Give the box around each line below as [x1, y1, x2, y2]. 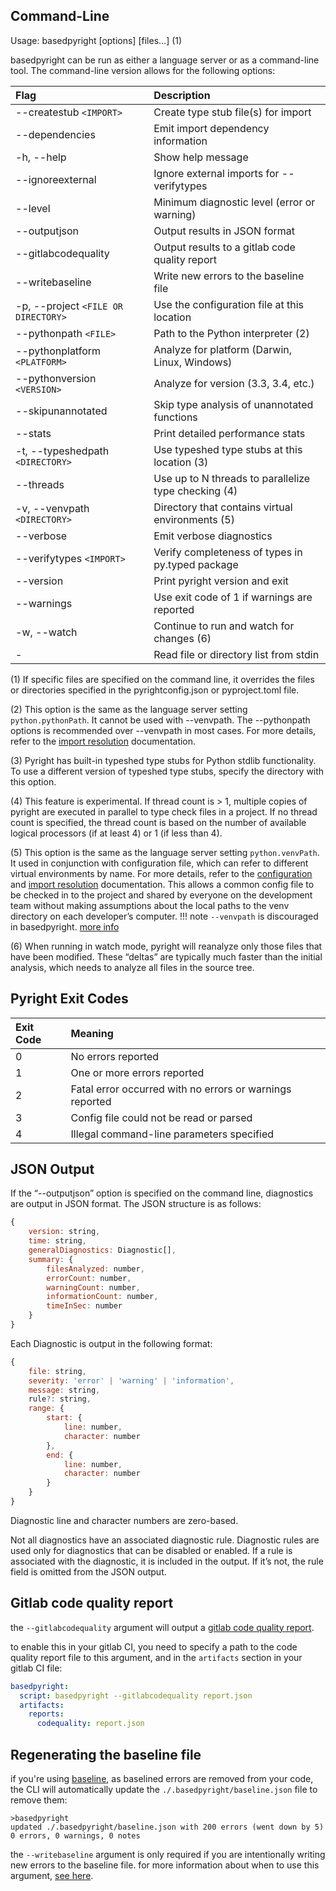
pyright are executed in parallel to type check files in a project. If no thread [10, 805, 318, 818]
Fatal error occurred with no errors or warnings [70, 1082, 292, 1096]
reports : [28, 1709, 65, 1719]
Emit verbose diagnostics [153, 529, 273, 543]
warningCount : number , [46, 1282, 141, 1293]
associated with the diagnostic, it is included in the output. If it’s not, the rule [10, 1555, 324, 1567]
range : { [28, 1404, 65, 1414]
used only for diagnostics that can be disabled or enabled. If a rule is [10, 1544, 293, 1556]
